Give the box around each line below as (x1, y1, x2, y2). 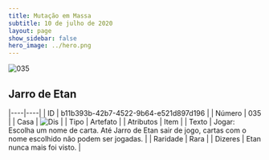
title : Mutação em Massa (8, 11, 92, 20)
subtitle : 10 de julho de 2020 (8, 19, 113, 27)
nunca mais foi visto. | (8, 142, 82, 152)
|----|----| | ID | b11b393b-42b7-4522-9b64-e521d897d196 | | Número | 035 (8, 108, 262, 117)
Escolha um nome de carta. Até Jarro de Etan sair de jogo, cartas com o (8, 125, 247, 135)
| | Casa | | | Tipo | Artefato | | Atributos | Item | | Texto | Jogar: (8, 117, 235, 126)
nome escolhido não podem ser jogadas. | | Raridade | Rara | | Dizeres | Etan (8, 133, 262, 143)
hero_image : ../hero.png (8, 42, 92, 50)
